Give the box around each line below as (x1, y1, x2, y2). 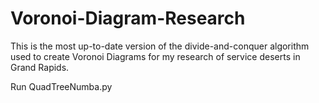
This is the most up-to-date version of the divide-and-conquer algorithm (10, 40, 310, 52)
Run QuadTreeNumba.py (10, 80, 113, 92)
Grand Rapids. (10, 61, 70, 73)
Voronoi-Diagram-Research (10, 7, 246, 30)
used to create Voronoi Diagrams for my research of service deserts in (10, 50, 301, 62)
